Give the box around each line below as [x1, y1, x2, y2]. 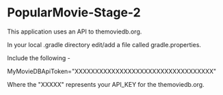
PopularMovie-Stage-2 [7, 5, 142, 21]
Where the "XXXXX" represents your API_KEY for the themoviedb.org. [7, 80, 205, 88]
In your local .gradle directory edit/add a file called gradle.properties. [7, 40, 202, 49]
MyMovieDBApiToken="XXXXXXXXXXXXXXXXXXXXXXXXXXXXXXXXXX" [7, 67, 217, 75]
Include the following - [7, 53, 70, 62]
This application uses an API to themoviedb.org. [7, 27, 142, 36]
